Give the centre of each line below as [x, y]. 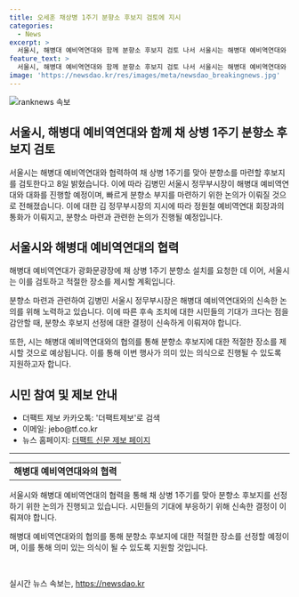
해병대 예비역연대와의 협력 [65, 472]
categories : [31, 26]
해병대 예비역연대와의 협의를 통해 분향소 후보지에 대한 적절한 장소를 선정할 [137, 536]
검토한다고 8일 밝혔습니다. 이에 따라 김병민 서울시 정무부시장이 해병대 [138, 183]
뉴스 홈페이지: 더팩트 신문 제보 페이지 [86, 440]
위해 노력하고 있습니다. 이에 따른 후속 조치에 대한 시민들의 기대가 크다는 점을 [157, 311]
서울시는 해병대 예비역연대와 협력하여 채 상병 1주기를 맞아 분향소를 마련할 [136, 172]
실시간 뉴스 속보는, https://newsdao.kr [77, 584]
